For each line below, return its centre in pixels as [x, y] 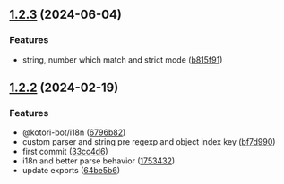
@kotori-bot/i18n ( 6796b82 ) [74, 132]
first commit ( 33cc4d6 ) [65, 152]
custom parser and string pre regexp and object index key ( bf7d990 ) [149, 142]
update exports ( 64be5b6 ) [71, 171]
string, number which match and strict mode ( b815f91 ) [122, 59]
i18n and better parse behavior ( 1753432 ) [99, 161]
